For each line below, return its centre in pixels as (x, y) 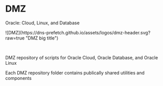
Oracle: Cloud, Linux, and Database (43, 23)
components (19, 78)
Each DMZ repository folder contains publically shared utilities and (75, 73)
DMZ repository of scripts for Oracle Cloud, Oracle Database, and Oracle (82, 57)
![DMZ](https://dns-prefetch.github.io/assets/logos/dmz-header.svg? (78, 32)
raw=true (15, 38)
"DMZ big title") (42, 38)
